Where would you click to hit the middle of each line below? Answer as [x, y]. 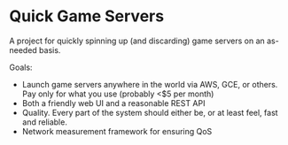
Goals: [21, 67]
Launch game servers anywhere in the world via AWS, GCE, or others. [150, 84]
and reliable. [45, 122]
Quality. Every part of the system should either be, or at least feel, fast [150, 112]
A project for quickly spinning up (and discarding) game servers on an [137, 41]
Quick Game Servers [87, 16]
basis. [50, 50]
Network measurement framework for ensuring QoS [117, 131]
